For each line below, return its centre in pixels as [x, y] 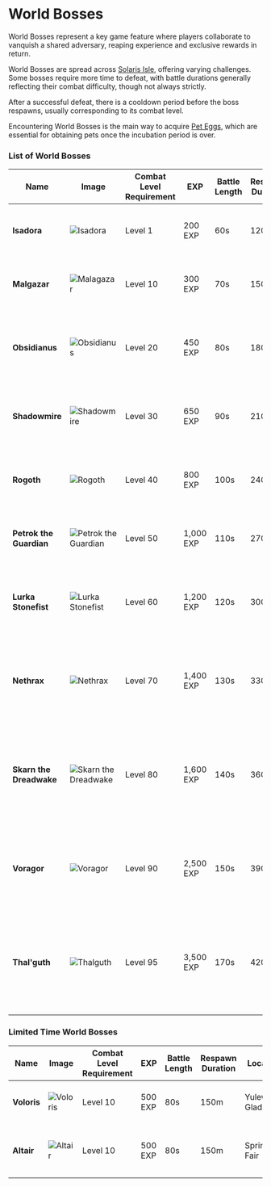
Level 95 [142, 963]
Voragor [28, 869]
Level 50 [142, 539]
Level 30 [142, 417]
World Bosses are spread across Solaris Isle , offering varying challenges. [130, 69]
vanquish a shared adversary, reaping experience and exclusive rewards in [133, 44]
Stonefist [31, 607]
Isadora [27, 231]
